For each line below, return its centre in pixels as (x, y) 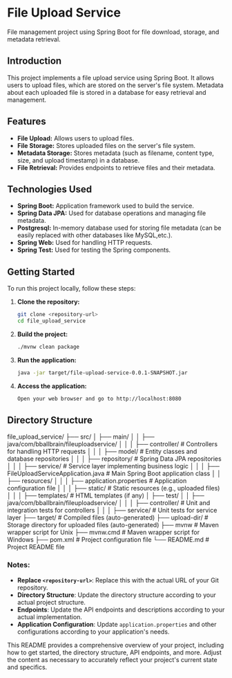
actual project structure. (51, 602)
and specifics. (27, 667)
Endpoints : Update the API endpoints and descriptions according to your (121, 610)
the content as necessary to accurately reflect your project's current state (112, 659)
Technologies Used (49, 189)
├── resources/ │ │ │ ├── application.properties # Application (97, 481)
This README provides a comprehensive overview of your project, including (116, 645)
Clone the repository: (48, 302)
